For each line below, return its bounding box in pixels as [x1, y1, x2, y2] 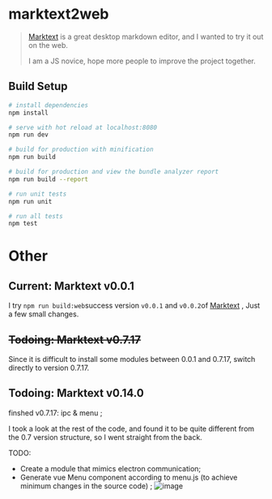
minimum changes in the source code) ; [19, 480, 153, 491]
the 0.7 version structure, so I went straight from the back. [8, 432, 202, 442]
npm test [8, 220, 38, 228]
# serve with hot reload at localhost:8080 [8, 123, 158, 131]
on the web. [28, 40, 69, 49]
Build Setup [8, 80, 68, 93]
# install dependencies [8, 101, 89, 110]
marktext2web [8, 5, 109, 24]
